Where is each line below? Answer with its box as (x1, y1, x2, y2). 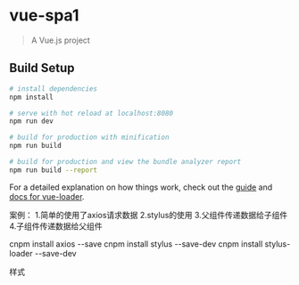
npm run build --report (9, 166, 98, 175)
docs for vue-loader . (9, 191, 85, 201)
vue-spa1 (9, 5, 79, 26)
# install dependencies (9, 84, 98, 94)
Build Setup (9, 61, 75, 76)
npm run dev (9, 117, 54, 126)
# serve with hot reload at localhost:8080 (9, 109, 174, 118)
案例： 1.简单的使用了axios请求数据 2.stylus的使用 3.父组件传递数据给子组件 (9, 209, 288, 220)
